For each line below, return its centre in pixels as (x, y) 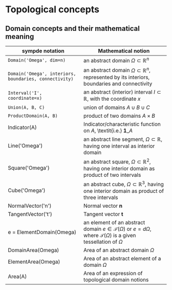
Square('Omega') (29, 168)
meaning (20, 36)
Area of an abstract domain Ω (119, 250)
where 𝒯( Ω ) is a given (110, 235)
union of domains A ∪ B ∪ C (117, 107)
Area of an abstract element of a (122, 259)
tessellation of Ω (103, 242)
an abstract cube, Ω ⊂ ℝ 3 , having (124, 184)
